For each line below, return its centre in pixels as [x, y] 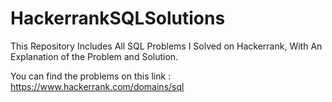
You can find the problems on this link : [91, 76]
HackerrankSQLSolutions [118, 18]
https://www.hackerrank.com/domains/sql [97, 86]
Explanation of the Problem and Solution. [94, 56]
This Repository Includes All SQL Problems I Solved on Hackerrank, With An [166, 46]
